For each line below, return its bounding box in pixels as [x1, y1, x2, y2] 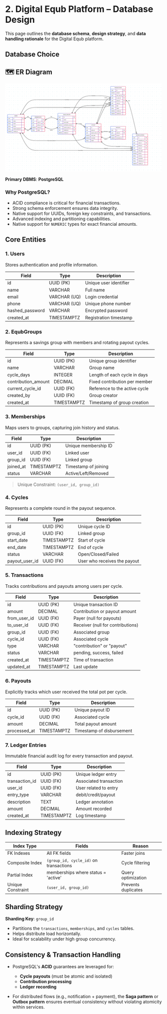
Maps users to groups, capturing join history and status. [5, 424, 120, 431]
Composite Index [7, 860, 42, 866]
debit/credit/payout [76, 792, 115, 798]
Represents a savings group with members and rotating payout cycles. [5, 340, 150, 346]
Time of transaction [73, 656, 113, 662]
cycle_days [7, 371, 30, 377]
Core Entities [5, 235, 46, 244]
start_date [7, 537, 28, 543]
